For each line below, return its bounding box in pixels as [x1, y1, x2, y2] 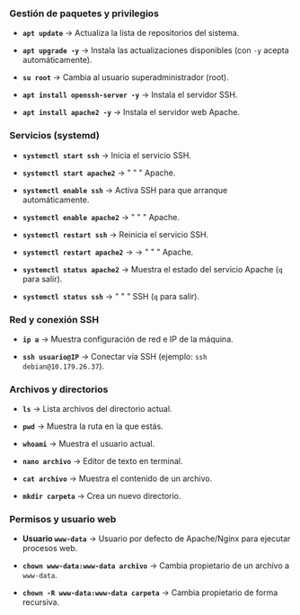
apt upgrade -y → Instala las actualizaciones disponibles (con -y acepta [22, 45, 289, 56]
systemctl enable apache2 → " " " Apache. [22, 211, 180, 222]
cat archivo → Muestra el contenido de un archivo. [22, 473, 213, 484]
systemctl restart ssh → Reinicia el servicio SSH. [22, 228, 209, 240]
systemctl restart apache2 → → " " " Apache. [22, 246, 194, 257]
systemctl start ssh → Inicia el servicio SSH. [22, 149, 191, 160]
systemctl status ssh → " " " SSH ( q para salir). [22, 290, 200, 301]
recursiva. [22, 597, 60, 608]
